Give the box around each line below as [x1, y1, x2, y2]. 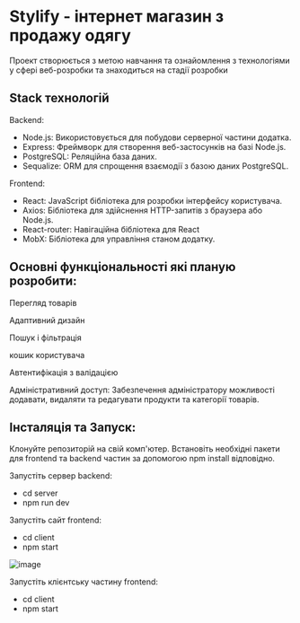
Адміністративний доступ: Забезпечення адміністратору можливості [9, 384, 276, 395]
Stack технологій [9, 91, 110, 106]
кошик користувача [9, 349, 85, 360]
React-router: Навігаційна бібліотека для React [22, 224, 200, 234]
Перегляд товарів [9, 297, 77, 308]
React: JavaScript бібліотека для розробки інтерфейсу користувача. [22, 195, 283, 206]
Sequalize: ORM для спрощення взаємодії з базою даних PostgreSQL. [22, 160, 289, 171]
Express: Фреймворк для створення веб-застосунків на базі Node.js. [22, 141, 287, 152]
